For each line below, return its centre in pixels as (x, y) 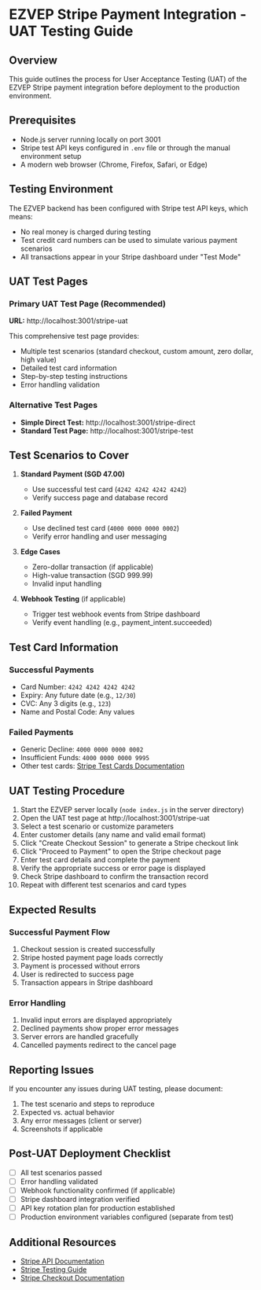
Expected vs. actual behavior (67, 1112)
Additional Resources (62, 1242)
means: (21, 216)
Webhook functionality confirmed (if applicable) (98, 1190)
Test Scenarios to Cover (69, 455)
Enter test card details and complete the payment (100, 860)
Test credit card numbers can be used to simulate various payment (129, 240)
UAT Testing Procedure (67, 790)
